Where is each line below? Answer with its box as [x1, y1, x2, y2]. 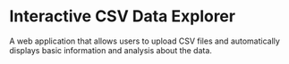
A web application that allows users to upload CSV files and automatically [9, 36, 280, 46]
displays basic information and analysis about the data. [9, 44, 213, 55]
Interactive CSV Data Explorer [9, 6, 235, 27]
